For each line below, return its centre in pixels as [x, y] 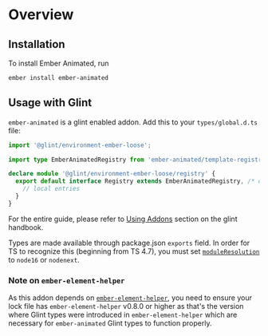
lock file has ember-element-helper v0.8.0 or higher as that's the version [126, 306]
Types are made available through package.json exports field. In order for [129, 243]
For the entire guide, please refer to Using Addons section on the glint [123, 219]
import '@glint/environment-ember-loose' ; [80, 145]
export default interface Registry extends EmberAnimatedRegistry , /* [135, 181]
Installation [37, 44]
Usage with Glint [50, 103]
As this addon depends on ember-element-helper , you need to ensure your [130, 298]
